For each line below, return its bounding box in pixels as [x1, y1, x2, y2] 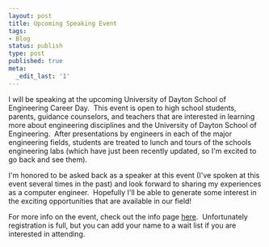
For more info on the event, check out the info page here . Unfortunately [8, 211, 248, 221]
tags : [8, 27, 27, 35]
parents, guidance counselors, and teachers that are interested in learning [8, 111, 255, 121]
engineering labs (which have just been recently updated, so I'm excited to [8, 146, 257, 155]
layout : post [8, 11, 53, 20]
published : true [8, 57, 63, 66]
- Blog [8, 34, 31, 43]
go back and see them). [8, 155, 87, 164]
